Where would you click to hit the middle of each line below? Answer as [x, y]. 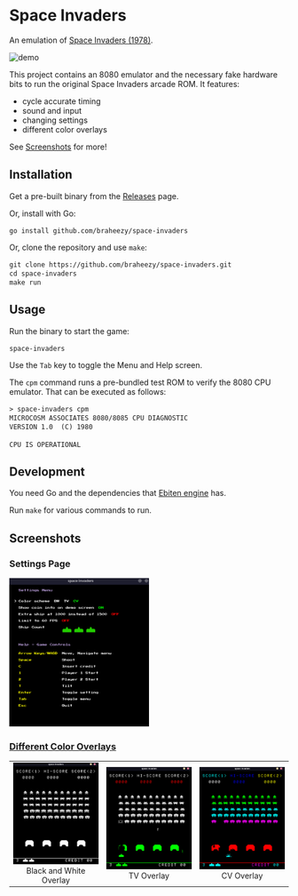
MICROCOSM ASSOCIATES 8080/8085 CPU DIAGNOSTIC [99, 418]
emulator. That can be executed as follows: [88, 391]
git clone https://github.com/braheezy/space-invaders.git [121, 264]
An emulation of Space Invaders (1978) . [81, 40]
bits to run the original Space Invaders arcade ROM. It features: [125, 84]
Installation [41, 175]
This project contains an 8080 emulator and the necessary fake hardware [143, 74]
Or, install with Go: [43, 213]
